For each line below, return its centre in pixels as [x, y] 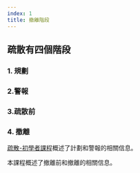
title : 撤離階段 [28, 20]
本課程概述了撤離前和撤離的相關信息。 [61, 162]
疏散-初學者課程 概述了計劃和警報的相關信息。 [72, 147]
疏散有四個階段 [39, 49]
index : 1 [20, 13]
